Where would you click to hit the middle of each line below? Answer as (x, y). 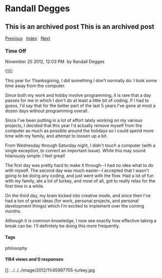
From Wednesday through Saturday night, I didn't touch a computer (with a (80, 145)
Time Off (16, 51)
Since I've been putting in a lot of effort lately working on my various (74, 120)
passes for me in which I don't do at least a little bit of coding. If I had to (77, 100)
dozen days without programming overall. (47, 111)
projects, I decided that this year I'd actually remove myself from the (74, 126)
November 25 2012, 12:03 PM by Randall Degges (55, 62)
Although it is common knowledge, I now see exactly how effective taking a (81, 221)
